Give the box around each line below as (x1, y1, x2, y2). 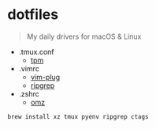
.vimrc (18, 63, 40, 73)
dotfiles (7, 6, 59, 24)
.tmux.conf (18, 47, 54, 56)
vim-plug (30, 72, 61, 82)
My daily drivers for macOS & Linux (26, 32, 142, 41)
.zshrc (18, 89, 40, 98)
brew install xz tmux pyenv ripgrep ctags (7, 112, 149, 120)
